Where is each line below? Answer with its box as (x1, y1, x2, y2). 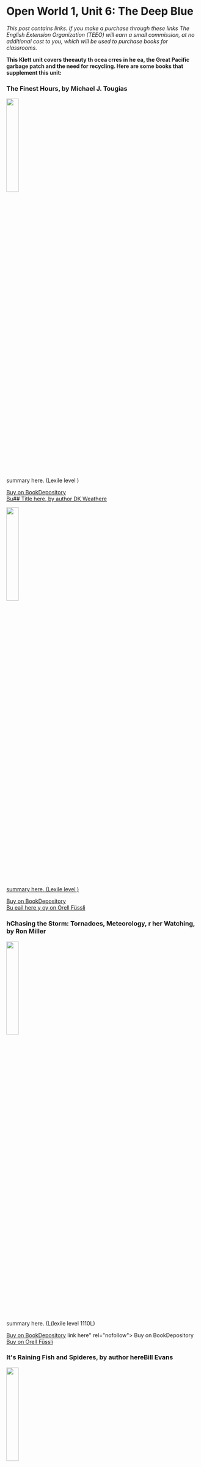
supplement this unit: (6, 69, 62, 76)
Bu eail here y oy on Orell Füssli (6, 904, 86, 911)
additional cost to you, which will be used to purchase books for (6, 37, 168, 45)
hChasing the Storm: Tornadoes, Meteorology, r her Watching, (6, 919, 196, 928)
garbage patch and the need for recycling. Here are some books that (6, 62, 183, 70)
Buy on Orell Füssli (6, 1338, 54, 1345)
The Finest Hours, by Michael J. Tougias (6, 84, 128, 92)
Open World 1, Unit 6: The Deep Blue (6, 4, 194, 18)
